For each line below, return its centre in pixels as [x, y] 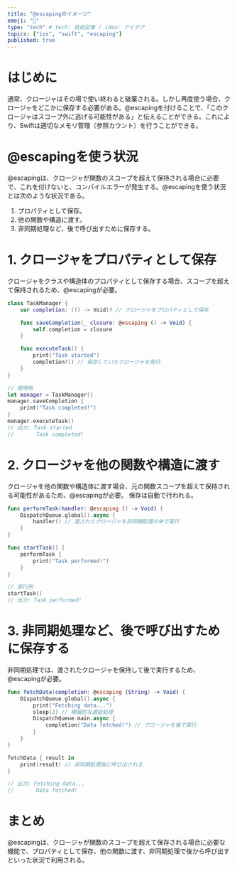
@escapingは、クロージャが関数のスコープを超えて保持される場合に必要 [114, 178]
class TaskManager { [38, 303]
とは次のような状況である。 [48, 196]
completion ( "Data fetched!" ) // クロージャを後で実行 [121, 725]
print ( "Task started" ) [66, 356]
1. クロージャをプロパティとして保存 [112, 260]
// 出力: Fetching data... [46, 784]
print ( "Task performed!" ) [71, 561]
